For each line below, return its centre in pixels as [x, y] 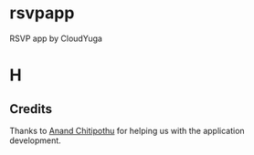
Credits [31, 109]
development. [35, 140]
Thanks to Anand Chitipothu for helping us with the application [127, 130]
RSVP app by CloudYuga [56, 38]
